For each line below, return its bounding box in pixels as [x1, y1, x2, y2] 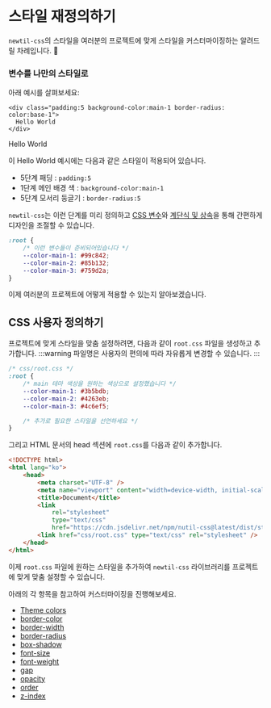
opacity [19, 673, 46, 683]
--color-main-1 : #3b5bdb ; [23, 387, 110, 396]
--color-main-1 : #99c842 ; [23, 251, 110, 259]
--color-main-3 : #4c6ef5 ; [23, 402, 110, 410]
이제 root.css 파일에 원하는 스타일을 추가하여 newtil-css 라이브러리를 [8, 562, 231, 572]
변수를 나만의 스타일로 [8, 68, 89, 79]
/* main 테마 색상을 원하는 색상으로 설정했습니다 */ [23, 380, 177, 388]
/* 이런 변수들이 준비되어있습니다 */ [23, 244, 130, 253]
